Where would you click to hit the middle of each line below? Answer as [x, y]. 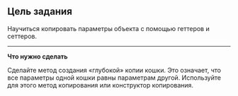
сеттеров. [22, 36]
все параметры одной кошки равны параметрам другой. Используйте [114, 78]
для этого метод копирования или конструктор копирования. [100, 85]
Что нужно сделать [38, 56]
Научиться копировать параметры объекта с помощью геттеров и [109, 28]
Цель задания [40, 12]
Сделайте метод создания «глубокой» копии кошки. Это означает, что [114, 70]
